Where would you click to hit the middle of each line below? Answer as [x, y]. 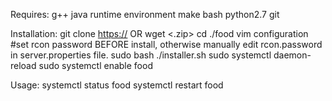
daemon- [292, 55]
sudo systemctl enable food [95, 65]
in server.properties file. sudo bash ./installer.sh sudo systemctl [141, 55]
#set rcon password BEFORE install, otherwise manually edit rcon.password [166, 44]
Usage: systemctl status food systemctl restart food [117, 85]
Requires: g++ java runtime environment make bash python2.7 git [145, 14]
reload [23, 65]
